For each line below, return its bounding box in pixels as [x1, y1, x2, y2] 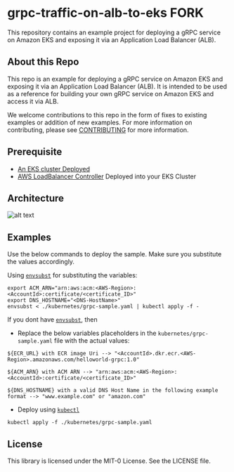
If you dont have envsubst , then [7, 315, 98, 324]
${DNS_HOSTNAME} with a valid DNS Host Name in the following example [7, 387, 219, 394]
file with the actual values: [53, 336, 130, 345]
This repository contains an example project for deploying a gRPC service [7, 28, 221, 37]
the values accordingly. [7, 258, 75, 266]
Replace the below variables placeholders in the [17, 329, 157, 338]
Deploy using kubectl [17, 405, 79, 414]
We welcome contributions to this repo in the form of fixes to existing [7, 110, 207, 119]
